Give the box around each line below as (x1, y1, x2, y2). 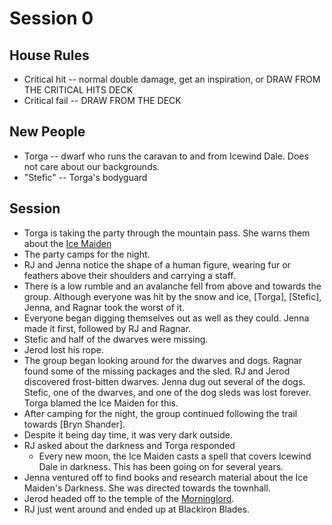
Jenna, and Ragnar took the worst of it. (23, 301, 185, 313)
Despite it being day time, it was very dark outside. (23, 428, 234, 441)
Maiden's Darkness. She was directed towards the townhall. (23, 482, 271, 494)
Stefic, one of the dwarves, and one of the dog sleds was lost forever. (23, 386, 312, 398)
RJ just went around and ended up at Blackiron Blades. (23, 503, 251, 515)
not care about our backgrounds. (23, 160, 161, 172)
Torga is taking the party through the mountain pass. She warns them (23, 227, 311, 239)
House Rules (9, 47, 90, 64)
